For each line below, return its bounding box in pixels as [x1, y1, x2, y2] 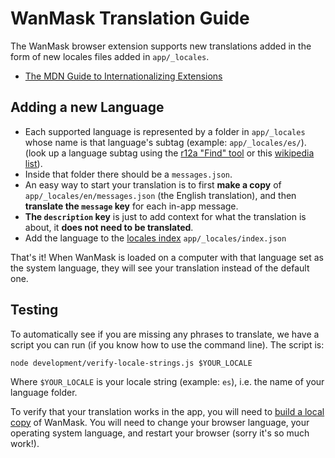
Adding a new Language [10, 99, 165, 116]
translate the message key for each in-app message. [24, 200, 239, 212]
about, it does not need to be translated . [24, 221, 194, 233]
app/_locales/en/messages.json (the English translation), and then [24, 189, 297, 201]
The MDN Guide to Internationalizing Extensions [24, 70, 223, 82]
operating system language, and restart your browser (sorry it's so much [10, 427, 310, 439]
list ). [24, 157, 43, 169]
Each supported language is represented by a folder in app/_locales [24, 125, 306, 137]
